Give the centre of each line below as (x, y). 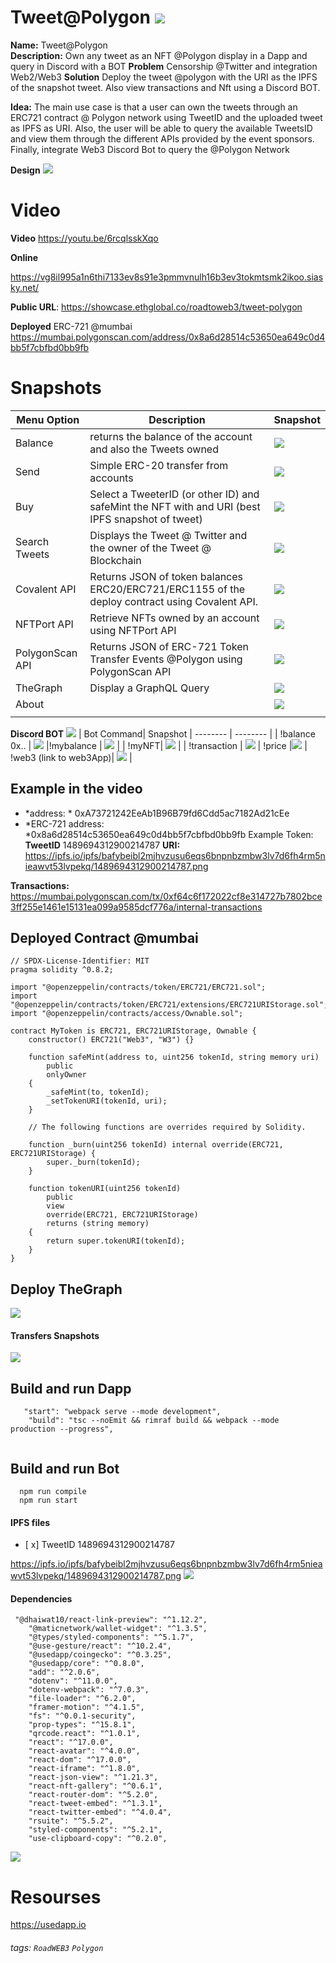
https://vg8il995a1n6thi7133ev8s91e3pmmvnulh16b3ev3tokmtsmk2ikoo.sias (167, 277)
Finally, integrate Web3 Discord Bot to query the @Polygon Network (150, 149)
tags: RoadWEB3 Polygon (57, 1948)
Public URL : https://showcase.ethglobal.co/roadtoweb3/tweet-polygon (156, 307)
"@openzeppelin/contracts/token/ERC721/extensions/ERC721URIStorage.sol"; (169, 1005)
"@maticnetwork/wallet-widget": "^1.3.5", (118, 1629)
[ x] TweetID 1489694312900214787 (99, 1545)
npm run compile (53, 1492)
